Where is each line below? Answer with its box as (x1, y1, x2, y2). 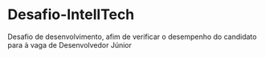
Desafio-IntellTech (7, 6, 135, 24)
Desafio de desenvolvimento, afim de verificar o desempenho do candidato (7, 32, 258, 41)
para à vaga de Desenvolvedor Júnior (7, 40, 132, 49)
